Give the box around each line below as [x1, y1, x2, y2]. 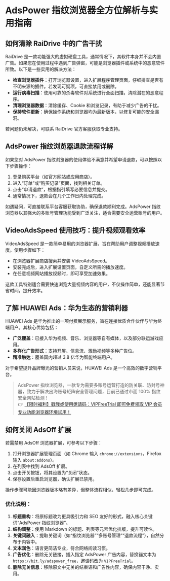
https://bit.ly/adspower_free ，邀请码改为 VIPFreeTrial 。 [12, 558, 136, 564]
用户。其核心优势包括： [9, 324, 59, 330]
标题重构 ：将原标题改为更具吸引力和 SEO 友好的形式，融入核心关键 [12, 513, 153, 519]
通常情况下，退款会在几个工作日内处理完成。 [12, 192, 106, 198]
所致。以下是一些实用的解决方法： [5, 66, 76, 72]
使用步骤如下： [14, 247, 46, 253]
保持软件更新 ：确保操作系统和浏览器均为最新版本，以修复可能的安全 [12, 109, 155, 115]
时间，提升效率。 [9, 287, 46, 293]
